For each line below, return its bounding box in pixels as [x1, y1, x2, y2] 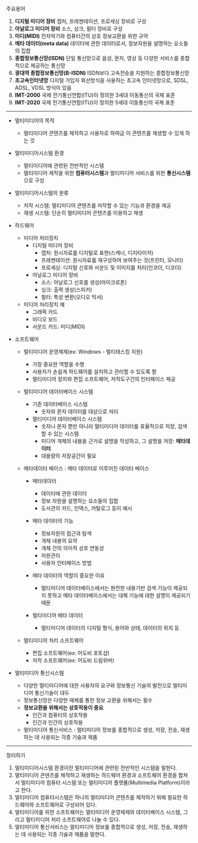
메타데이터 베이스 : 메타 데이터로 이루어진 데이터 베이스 [23, 465, 150, 471]
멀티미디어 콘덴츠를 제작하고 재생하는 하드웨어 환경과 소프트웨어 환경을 [14, 772, 177, 779]
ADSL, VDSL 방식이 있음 [14, 84, 72, 91]
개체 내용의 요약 [41, 537, 78, 544]
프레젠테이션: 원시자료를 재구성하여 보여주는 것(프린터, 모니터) [41, 256, 184, 263]
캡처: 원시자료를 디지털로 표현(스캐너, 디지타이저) [41, 249, 154, 256]
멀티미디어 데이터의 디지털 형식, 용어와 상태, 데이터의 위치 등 [41, 624, 180, 631]
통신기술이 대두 [34, 689, 70, 696]
